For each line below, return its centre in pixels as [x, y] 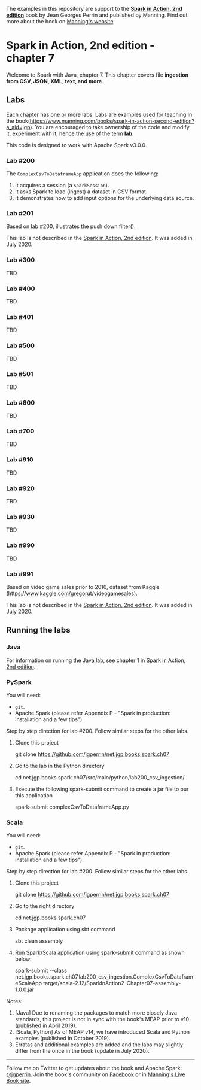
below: [23, 959]
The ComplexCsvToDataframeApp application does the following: [82, 174]
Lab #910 [20, 460]
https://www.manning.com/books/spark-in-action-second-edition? [112, 121]
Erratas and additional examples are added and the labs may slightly [99, 1045]
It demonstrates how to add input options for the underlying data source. [104, 198]
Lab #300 [21, 260]
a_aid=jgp [18, 127]
